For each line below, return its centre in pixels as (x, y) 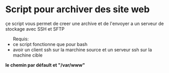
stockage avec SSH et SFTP (35, 29)
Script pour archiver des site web (78, 9)
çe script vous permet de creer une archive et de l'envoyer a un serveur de (85, 23)
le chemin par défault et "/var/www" (45, 65)
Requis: (21, 39)
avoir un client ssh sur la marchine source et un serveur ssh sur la (82, 50)
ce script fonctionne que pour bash (50, 44)
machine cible (27, 55)
